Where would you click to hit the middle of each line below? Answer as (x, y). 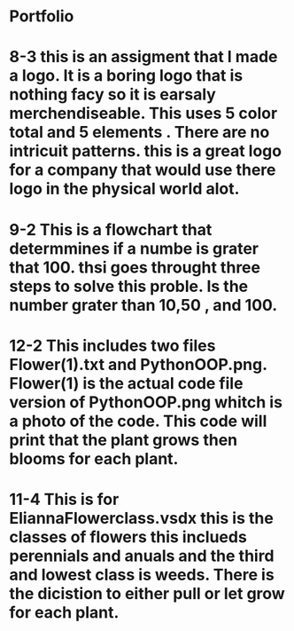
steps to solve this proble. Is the (129, 286)
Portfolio (42, 16)
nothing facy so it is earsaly (113, 95)
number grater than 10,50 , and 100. (143, 305)
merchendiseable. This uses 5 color (143, 114)
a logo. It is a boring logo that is (126, 76)
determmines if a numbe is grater (134, 248)
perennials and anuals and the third (142, 556)
